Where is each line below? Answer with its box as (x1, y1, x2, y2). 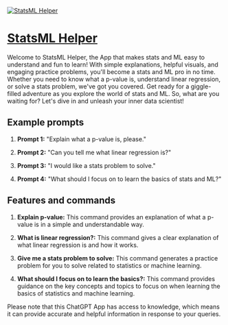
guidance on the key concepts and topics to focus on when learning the (16, 282, 221, 290)
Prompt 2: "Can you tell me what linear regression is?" (16, 148, 172, 156)
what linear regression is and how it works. (16, 241, 139, 249)
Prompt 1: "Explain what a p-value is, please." (16, 134, 146, 143)
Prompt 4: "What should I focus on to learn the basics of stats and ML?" (16, 175, 222, 183)
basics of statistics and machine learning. (16, 289, 135, 298)
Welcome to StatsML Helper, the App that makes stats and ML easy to (7, 53, 205, 61)
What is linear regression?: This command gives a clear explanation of (16, 233, 219, 241)
